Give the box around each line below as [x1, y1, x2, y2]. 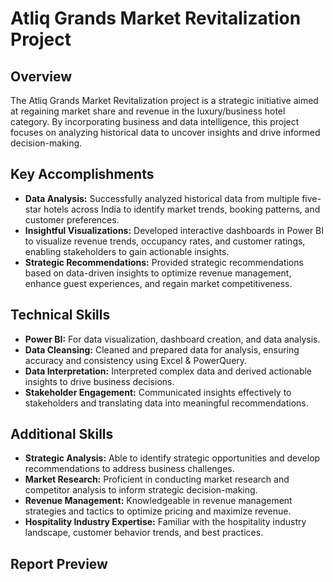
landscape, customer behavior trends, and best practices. [24, 527, 264, 539]
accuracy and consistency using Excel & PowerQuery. [24, 354, 248, 366]
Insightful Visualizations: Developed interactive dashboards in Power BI [24, 224, 325, 236]
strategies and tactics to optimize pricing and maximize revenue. [24, 505, 292, 517]
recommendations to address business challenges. [24, 463, 235, 475]
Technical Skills [10, 307, 111, 324]
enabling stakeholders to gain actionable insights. [24, 245, 230, 257]
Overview [10, 68, 73, 85]
